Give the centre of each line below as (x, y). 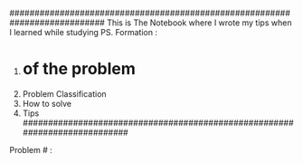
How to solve (47, 103)
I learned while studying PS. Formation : (84, 32)
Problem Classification (64, 93)
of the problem (79, 69)
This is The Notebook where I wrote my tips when (199, 23)
